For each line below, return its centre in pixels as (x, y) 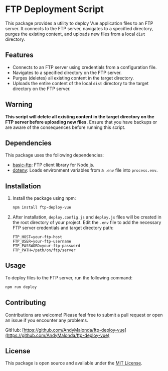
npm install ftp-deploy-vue (42, 207)
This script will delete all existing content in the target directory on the (80, 116)
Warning (19, 104)
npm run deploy (21, 287)
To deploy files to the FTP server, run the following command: (69, 277)
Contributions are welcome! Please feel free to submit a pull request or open (84, 315)
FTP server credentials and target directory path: (63, 228)
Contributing (26, 303)
